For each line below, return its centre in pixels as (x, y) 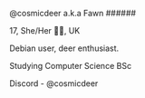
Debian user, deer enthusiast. (64, 48)
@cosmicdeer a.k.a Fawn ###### (73, 13)
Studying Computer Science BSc (71, 66)
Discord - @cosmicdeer (54, 83)
